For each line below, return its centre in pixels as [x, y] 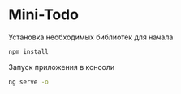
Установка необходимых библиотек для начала [91, 37]
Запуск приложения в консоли [62, 67]
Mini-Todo [44, 15]
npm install [28, 51]
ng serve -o [28, 82]
